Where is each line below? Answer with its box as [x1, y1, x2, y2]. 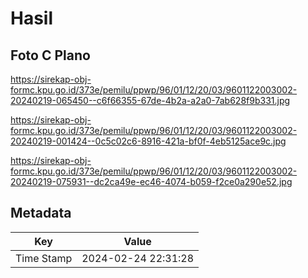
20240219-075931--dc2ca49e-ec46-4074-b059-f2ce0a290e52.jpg [10, 176, 293, 187]
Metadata [10, 205, 72, 222]
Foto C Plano [10, 47, 91, 64]
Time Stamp [15, 251, 73, 265]
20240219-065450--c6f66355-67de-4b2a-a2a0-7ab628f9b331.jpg [10, 95, 291, 106]
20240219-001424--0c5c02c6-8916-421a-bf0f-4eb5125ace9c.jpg [10, 135, 287, 147]
